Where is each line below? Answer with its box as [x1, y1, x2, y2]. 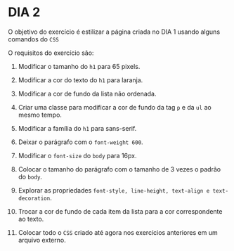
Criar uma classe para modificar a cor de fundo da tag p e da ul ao [18, 103, 212, 111]
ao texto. [18, 214, 44, 223]
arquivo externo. [18, 236, 66, 244]
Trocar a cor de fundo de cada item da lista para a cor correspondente [18, 207, 223, 215]
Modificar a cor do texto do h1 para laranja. [18, 75, 143, 84]
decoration [18, 195, 51, 202]
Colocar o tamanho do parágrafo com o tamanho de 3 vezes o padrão [18, 165, 221, 173]
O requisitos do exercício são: [8, 49, 94, 57]
